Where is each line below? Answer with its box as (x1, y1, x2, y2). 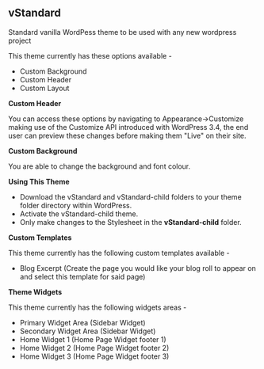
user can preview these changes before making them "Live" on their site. (8, 131, 247, 140)
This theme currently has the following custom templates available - (8, 248, 230, 257)
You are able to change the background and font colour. (8, 162, 191, 171)
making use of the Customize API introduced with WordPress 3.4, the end (8, 122, 249, 131)
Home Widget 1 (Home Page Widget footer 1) (19, 334, 166, 344)
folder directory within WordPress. (19, 200, 132, 210)
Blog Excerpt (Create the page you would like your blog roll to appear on (19, 263, 256, 272)
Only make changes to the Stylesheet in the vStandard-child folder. (19, 217, 242, 226)
